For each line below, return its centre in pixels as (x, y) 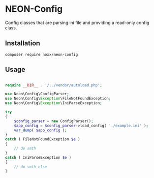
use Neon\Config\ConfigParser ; (37, 94)
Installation (23, 43)
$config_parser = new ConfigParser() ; (54, 121)
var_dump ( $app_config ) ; (41, 130)
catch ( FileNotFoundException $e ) (43, 139)
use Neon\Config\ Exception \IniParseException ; (54, 103)
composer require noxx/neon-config (42, 54)
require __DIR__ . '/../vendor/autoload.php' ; (54, 85)
